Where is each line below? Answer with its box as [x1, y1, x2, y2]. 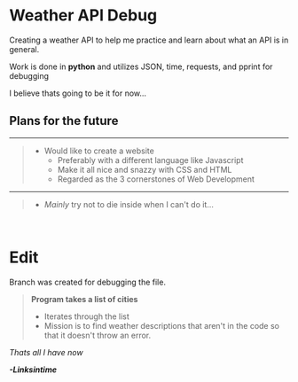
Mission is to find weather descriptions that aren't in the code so [43, 320, 279, 331]
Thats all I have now [9, 347, 83, 357]
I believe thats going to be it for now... [9, 88, 147, 98]
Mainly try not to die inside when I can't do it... [43, 199, 215, 209]
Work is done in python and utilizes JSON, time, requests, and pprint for [9, 61, 273, 72]
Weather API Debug [9, 5, 158, 26]
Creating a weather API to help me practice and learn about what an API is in [9, 35, 289, 45]
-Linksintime [9, 364, 58, 375]
